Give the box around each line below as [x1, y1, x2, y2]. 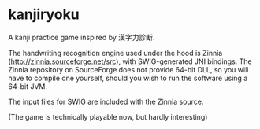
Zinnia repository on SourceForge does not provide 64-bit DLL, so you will [8, 64, 249, 74]
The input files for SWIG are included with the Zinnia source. [8, 97, 204, 106]
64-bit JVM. [8, 81, 47, 91]
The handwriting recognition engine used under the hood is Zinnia [8, 48, 223, 57]
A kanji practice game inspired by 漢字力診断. [8, 32, 155, 42]
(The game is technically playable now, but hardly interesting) [8, 112, 208, 121]
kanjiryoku [8, 6, 80, 24]
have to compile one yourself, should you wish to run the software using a [8, 73, 248, 83]
